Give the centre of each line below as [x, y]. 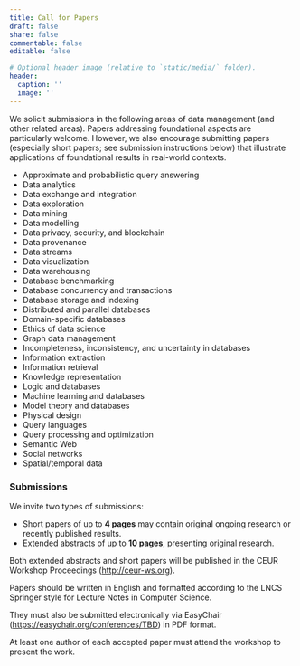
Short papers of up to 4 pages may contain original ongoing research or [156, 523]
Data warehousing [56, 271]
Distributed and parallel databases [86, 309]
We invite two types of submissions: [77, 506]
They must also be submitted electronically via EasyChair [116, 614]
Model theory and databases [76, 405]
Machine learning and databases [83, 395]
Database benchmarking [68, 281]
